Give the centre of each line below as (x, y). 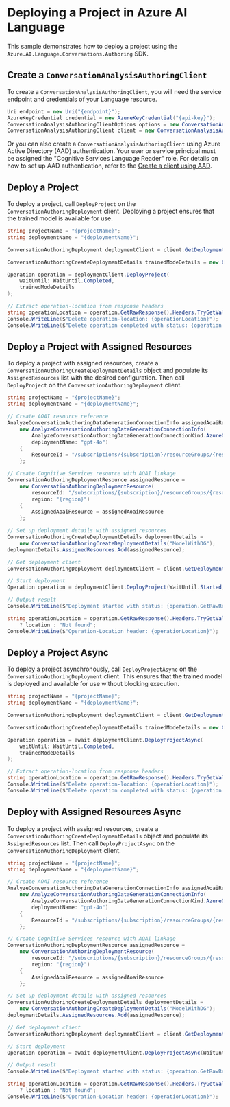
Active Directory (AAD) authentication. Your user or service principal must (111, 151)
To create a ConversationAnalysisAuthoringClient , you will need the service (114, 91)
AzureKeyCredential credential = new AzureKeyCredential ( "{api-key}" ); (111, 118)
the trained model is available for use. (60, 218)
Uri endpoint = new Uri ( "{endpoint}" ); (64, 111)
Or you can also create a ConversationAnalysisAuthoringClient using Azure (114, 144)
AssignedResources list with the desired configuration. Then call (96, 378)
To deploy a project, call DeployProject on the (72, 204)
